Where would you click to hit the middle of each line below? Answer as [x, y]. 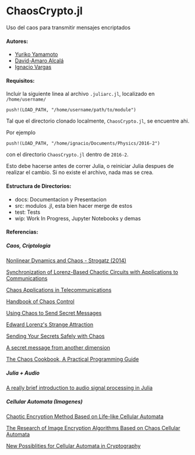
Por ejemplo [21, 133]
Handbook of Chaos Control [40, 301]
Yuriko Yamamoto [36, 54]
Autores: [17, 41]
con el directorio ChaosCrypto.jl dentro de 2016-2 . [68, 155]
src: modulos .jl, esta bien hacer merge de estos [73, 205]
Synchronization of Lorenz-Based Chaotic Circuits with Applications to [92, 272]
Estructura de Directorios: [39, 186]
